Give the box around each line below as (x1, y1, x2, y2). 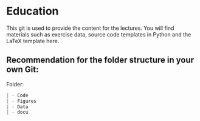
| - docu (6, 109, 29, 116)
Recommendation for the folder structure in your (6, 55, 195, 65)
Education (6, 4, 59, 18)
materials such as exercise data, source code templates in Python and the (6, 30, 191, 38)
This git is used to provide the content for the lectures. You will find (6, 24, 174, 32)
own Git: (6, 64, 39, 75)
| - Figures (6, 98, 36, 104)
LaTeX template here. (6, 37, 60, 44)
